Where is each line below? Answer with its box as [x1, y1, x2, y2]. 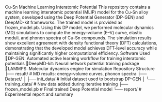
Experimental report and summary [5, 91, 74, 97]
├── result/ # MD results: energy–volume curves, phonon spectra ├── [5, 71, 147, 76]
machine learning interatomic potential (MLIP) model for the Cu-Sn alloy [5, 9, 149, 15]
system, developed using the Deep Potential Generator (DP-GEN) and [5, 15, 144, 20]
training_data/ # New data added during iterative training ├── [5, 81, 129, 87]
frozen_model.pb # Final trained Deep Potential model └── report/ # [5, 87, 142, 92]
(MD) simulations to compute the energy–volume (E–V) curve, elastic [5, 30, 142, 35]
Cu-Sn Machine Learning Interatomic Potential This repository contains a [5, 4, 150, 10]
